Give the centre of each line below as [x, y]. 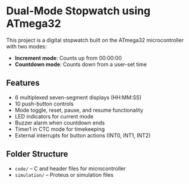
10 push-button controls [44, 104]
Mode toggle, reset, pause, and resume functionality [79, 110]
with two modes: [26, 46]
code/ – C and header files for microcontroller [70, 169]
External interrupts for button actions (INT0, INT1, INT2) [83, 135]
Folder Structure [37, 154]
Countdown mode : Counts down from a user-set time [81, 64]
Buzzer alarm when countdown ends [60, 123]
